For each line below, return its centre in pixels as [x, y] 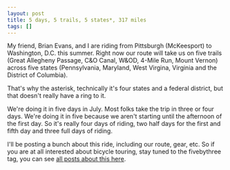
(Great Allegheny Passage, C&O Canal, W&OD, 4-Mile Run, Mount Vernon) [113, 61]
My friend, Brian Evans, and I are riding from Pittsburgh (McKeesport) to [109, 46]
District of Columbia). [37, 75]
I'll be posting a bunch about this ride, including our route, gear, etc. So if [111, 145]
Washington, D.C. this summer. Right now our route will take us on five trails [115, 53]
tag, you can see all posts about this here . [67, 159]
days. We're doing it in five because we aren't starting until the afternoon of [115, 116]
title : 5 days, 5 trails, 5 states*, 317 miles [77, 20]
